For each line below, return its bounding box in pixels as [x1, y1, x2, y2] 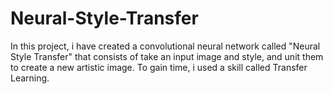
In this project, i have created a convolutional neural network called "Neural [10, 40, 321, 52]
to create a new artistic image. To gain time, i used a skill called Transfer [10, 61, 308, 73]
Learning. [10, 72, 50, 84]
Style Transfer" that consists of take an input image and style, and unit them [10, 50, 324, 62]
